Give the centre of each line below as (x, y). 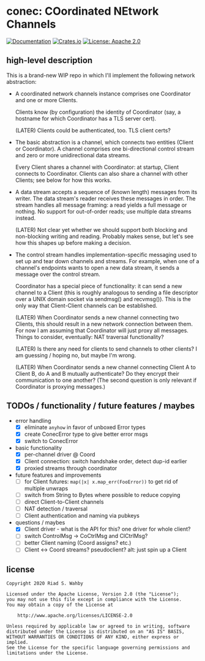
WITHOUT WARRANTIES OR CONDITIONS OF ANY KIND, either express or (93, 637)
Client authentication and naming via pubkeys (82, 516)
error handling (33, 420)
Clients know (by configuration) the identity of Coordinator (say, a (98, 112)
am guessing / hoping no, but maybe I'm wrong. (76, 355)
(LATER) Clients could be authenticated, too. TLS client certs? (93, 130)
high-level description (50, 60)
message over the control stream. (58, 274)
